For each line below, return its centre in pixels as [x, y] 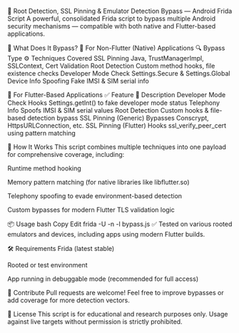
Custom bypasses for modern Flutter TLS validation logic [91, 210]
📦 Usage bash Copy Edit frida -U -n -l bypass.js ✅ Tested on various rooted [120, 224]
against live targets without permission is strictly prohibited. [95, 322]
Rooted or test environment [47, 265]
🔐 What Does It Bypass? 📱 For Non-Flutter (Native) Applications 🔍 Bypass [116, 48]
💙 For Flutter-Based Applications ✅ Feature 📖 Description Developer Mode [117, 95]
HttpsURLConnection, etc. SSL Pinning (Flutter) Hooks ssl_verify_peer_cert [117, 125]
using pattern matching [42, 133]
